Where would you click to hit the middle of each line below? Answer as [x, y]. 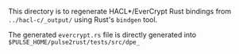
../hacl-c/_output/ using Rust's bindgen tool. [83, 20]
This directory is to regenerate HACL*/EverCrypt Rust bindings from [120, 11]
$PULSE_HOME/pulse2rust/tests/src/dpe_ [74, 42]
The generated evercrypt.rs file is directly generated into [102, 35]
